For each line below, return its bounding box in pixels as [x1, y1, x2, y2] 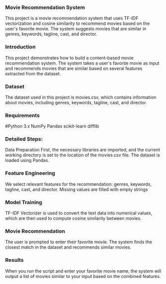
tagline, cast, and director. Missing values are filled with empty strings [5, 186, 148, 192]
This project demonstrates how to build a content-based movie [5, 55, 134, 61]
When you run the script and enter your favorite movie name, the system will [5, 268, 162, 274]
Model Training [5, 199, 43, 206]
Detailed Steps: [5, 136, 43, 142]
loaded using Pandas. [5, 157, 50, 163]
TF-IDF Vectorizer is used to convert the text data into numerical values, [5, 210, 153, 216]
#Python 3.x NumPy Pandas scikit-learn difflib [5, 123, 99, 129]
